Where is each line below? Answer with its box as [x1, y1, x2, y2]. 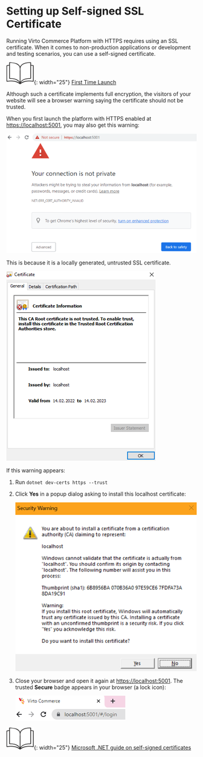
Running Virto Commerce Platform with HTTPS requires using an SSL [6, 37, 178, 44]
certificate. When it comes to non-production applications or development [6, 44, 192, 51]
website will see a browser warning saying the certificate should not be [6, 96, 184, 104]
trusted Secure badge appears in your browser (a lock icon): [14, 684, 166, 691]
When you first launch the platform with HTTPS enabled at [6, 115, 152, 122]
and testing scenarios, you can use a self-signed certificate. [6, 50, 156, 57]
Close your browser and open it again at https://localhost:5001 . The [14, 678, 183, 685]
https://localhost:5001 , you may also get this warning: [6, 121, 140, 129]
